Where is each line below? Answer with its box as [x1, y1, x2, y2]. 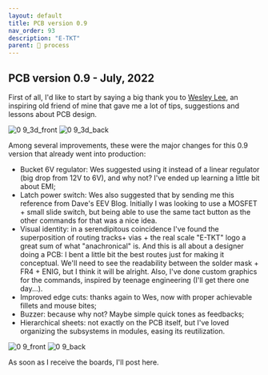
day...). [19, 284, 43, 293]
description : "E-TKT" [8, 34, 81, 42]
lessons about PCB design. [8, 109, 98, 119]
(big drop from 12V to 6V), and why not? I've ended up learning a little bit [19, 173, 260, 183]
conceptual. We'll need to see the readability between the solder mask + [19, 258, 259, 268]
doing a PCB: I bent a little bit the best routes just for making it [19, 249, 225, 259]
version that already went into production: [8, 149, 146, 159]
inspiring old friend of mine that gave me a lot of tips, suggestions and [8, 101, 240, 111]
